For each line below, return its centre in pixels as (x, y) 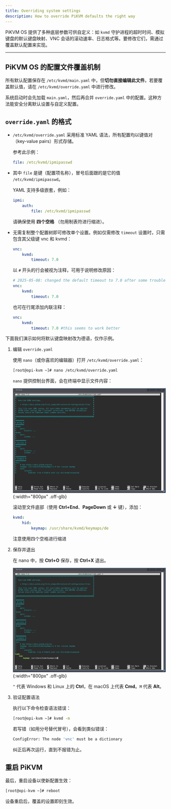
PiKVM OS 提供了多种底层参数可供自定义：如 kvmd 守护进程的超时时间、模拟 (85, 32)
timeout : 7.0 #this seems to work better (76, 328)
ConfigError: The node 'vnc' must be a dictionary (67, 739)
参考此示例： (26, 152)
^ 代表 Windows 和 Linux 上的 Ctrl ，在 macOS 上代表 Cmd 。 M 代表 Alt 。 (88, 687)
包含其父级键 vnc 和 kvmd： (42, 239)
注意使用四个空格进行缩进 (39, 538)
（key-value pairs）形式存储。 (44, 141)
